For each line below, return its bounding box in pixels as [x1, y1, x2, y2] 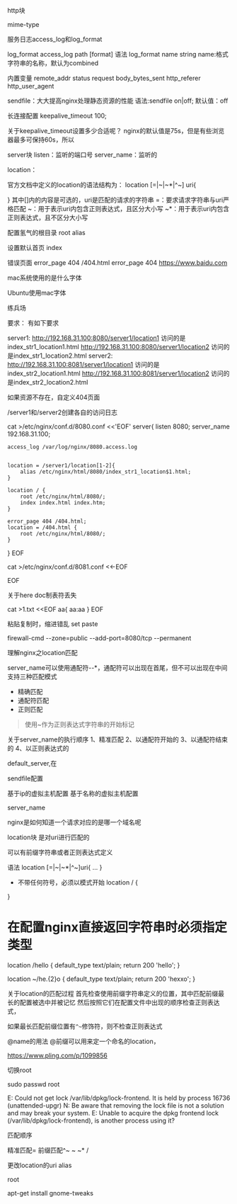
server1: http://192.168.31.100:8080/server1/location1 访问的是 [7, 334, 186, 342]
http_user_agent [7, 82, 54, 90]
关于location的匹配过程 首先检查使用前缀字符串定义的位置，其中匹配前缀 [7, 989, 219, 997]
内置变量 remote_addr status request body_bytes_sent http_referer [7, 74, 201, 82]
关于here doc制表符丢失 [7, 591, 77, 599]
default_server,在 [7, 759, 57, 767]
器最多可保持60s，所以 [7, 135, 74, 144]
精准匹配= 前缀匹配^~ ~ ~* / [7, 1146, 89, 1154]
